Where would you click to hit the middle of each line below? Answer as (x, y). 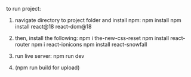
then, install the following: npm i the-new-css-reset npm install (92, 38)
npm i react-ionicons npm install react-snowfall (89, 44)
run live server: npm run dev (50, 56)
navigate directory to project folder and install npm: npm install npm (98, 20)
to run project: (24, 9)
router (22, 44)
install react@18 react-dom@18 (53, 27)
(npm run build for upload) (47, 67)
